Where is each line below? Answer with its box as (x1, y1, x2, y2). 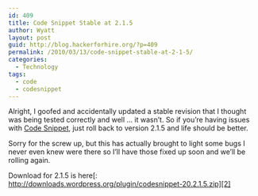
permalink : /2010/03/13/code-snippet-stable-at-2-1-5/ (8, 48, 194, 56)
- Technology (15, 63, 59, 71)
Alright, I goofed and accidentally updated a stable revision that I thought (8, 107, 247, 116)
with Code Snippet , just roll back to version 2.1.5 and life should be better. (8, 123, 248, 133)
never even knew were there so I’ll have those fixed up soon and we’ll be (8, 147, 246, 156)
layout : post (8, 33, 52, 42)
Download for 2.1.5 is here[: (8, 171, 98, 180)
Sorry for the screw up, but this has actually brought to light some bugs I (8, 139, 245, 149)
